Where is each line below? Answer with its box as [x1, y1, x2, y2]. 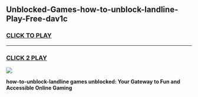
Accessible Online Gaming [6, 84, 72, 91]
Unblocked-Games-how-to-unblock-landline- [6, 5, 179, 15]
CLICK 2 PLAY [6, 53, 47, 62]
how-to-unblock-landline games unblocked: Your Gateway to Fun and [6, 78, 181, 85]
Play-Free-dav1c [6, 14, 68, 24]
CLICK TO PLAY [6, 32, 52, 40]
